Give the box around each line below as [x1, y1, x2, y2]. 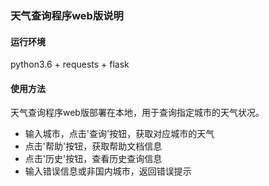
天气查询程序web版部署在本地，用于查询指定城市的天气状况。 [10, 107, 265, 119]
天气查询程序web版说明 [10, 8, 124, 22]
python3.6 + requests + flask [10, 58, 130, 71]
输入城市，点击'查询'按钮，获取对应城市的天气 [24, 128, 215, 140]
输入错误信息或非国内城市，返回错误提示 [24, 165, 192, 177]
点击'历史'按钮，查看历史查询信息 [24, 153, 163, 165]
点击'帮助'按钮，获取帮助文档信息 [24, 140, 163, 152]
